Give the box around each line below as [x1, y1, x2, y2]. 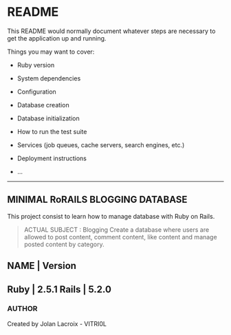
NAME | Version [7, 260, 77, 272]
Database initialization [16, 114, 80, 122]
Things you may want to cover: [7, 47, 95, 56]
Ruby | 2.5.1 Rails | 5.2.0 [7, 283, 112, 295]
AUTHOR [7, 304, 38, 314]
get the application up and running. [7, 34, 107, 42]
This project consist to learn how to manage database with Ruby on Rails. [7, 212, 215, 220]
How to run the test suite [16, 127, 87, 136]
